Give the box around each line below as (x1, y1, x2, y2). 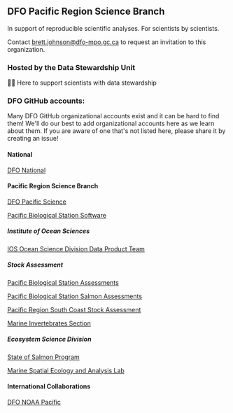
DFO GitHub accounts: (7, 96, 85, 106)
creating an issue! (7, 134, 59, 143)
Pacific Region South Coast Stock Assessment (7, 305, 141, 314)
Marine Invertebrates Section (7, 318, 91, 328)
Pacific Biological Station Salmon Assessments (7, 292, 142, 300)
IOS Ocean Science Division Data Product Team (7, 244, 146, 253)
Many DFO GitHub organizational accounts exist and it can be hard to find (7, 112, 220, 120)
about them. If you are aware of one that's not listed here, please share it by (7, 127, 226, 135)
